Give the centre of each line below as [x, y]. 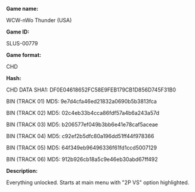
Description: [22, 171]
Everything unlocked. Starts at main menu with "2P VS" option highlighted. [98, 182]
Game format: [24, 55]
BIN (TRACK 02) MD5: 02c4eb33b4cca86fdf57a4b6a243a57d [83, 113]
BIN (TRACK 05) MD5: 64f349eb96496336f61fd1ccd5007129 [81, 148]
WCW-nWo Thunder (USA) [39, 20]
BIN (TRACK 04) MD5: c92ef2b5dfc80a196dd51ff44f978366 [80, 136]
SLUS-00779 [22, 43]
